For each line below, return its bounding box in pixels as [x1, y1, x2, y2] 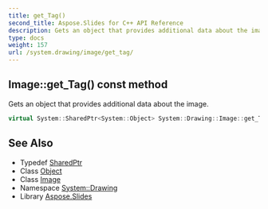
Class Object [19, 166, 62, 176]
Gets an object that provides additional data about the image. [8, 99, 209, 108]
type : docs [8, 33, 45, 42]
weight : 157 [8, 41, 48, 49]
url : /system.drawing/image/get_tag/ [8, 48, 134, 56]
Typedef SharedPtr [19, 157, 83, 167]
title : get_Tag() [8, 11, 66, 20]
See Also [8, 137, 53, 150]
